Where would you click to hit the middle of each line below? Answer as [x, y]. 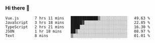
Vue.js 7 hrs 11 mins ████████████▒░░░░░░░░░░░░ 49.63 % [78, 18]
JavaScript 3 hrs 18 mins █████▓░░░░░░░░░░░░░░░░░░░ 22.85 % [78, 23]
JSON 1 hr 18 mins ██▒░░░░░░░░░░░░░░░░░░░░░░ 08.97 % [78, 31]
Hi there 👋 [18, 8]
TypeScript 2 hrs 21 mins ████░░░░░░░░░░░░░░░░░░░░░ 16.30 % [78, 27]
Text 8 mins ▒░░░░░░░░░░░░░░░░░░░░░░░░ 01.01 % [78, 36]
